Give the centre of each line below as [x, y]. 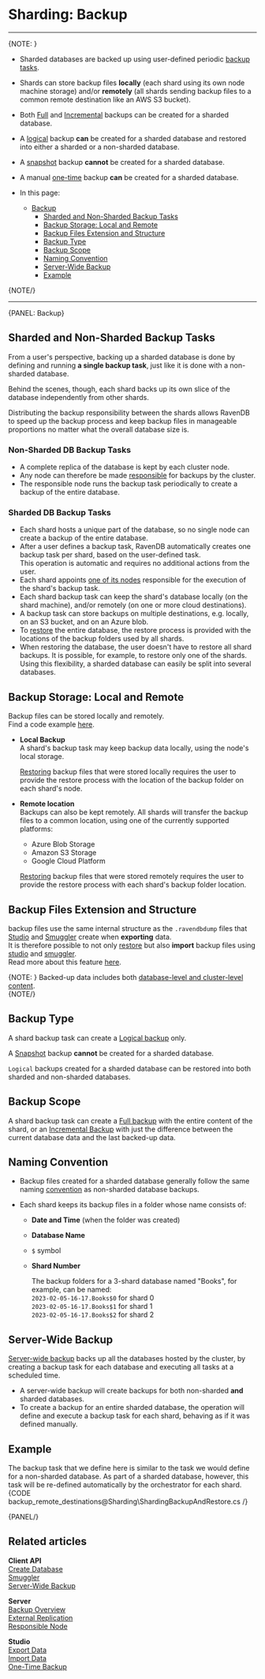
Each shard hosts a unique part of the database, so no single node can [134, 529]
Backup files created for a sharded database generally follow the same [134, 1181]
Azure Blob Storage [63, 844]
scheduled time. [34, 1375]
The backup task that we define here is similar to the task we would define [129, 1468]
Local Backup [42, 740]
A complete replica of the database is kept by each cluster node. [125, 467]
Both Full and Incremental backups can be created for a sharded [124, 114]
